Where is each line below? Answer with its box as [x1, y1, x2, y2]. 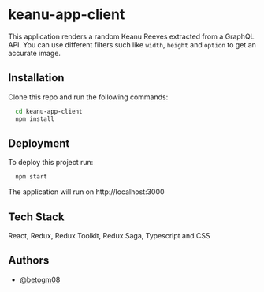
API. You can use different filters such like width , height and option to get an [8, 39, 256, 49]
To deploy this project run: [8, 158, 94, 167]
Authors [8, 254, 50, 268]
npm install [15, 114, 55, 123]
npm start [15, 173, 47, 181]
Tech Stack [8, 210, 65, 223]
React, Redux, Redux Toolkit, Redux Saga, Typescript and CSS [8, 231, 210, 240]
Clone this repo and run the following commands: [8, 92, 169, 102]
